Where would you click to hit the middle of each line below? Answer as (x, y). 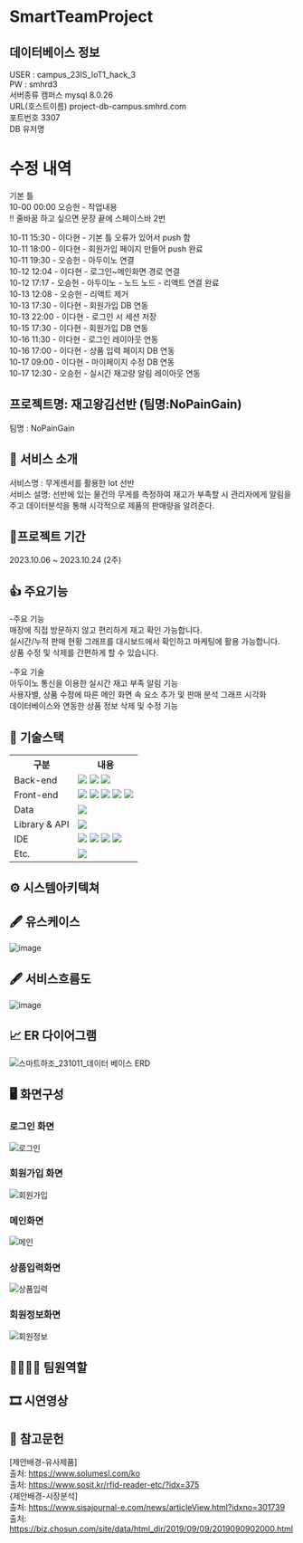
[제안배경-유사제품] (43, 1462)
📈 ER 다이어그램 (53, 1036)
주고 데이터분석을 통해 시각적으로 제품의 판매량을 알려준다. (112, 505)
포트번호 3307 (35, 118)
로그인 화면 (32, 1127)
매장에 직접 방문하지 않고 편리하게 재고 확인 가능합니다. (106, 630)
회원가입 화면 (36, 1174)
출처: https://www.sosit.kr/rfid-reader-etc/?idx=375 (104, 1485)
